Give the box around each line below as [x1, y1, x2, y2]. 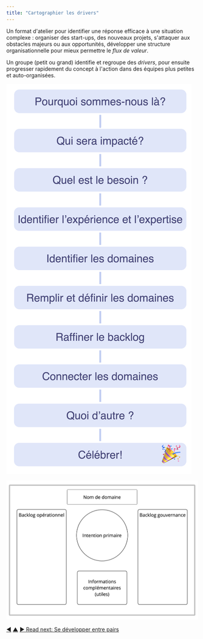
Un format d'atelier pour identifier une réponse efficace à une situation [6, 27, 184, 35]
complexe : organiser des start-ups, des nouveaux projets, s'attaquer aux [6, 34, 190, 41]
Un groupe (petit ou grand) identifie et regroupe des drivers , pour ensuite [6, 59, 190, 66]
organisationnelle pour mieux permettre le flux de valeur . [6, 46, 149, 54]
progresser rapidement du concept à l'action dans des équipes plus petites [6, 65, 194, 73]
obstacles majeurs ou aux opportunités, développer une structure [6, 40, 171, 48]
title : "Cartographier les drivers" [6, 10, 99, 16]
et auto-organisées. [6, 71, 56, 79]
